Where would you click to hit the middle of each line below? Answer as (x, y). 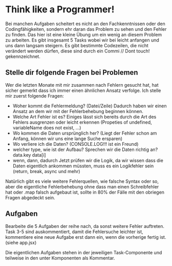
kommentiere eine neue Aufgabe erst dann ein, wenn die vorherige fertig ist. (86, 237)
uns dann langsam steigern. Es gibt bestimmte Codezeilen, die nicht (77, 45)
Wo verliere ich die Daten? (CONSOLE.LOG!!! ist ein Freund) (76, 144)
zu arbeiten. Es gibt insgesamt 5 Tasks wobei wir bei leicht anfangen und (82, 40)
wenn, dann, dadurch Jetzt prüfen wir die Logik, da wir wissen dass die (88, 160)
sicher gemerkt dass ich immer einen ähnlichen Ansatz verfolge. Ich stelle (83, 90)
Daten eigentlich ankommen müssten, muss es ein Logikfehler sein (83, 166)
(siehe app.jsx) (21, 242)
